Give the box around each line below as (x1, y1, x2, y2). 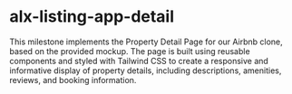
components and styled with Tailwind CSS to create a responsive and (9, 55, 269, 66)
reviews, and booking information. (9, 74, 137, 85)
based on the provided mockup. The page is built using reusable (9, 45, 251, 56)
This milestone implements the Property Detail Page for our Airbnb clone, (9, 36, 283, 47)
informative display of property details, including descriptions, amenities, (9, 65, 282, 76)
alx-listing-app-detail (9, 6, 175, 27)
